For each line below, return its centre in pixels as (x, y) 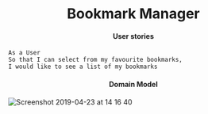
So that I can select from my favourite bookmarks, (95, 60)
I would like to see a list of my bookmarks (83, 67)
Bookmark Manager (133, 14)
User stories (133, 36)
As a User (25, 53)
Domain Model (133, 84)
